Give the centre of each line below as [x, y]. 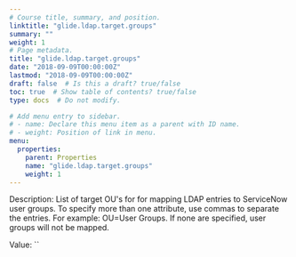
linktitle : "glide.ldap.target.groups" [83, 26]
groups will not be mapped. [59, 228]
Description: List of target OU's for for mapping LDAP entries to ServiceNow [148, 199]
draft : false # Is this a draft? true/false [95, 84]
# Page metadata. [41, 51]
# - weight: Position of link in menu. [83, 133]
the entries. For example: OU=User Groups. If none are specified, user [138, 218]
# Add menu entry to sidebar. [65, 116]
